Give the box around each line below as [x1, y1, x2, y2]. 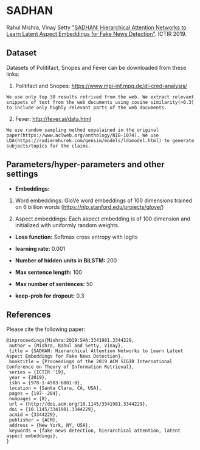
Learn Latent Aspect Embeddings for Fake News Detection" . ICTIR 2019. [6, 30, 187, 37]
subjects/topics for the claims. [6, 143, 91, 149]
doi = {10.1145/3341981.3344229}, [9, 406, 97, 413]
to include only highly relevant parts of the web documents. [6, 104, 167, 111]
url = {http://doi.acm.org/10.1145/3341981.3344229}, [9, 401, 148, 407]
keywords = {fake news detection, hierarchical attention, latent [9, 428, 181, 434]
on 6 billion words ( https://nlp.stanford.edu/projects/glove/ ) [15, 203, 164, 210]
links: [6, 70, 20, 78]
